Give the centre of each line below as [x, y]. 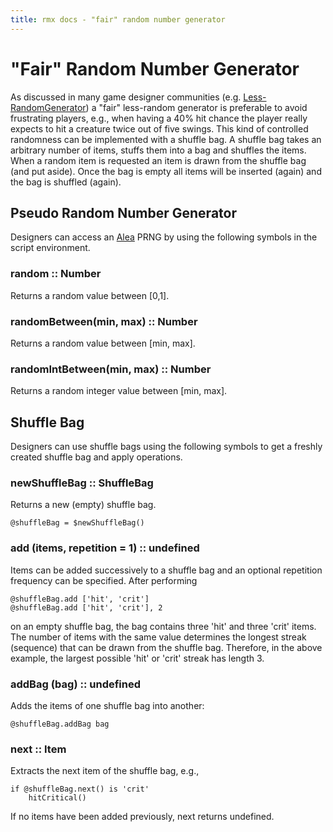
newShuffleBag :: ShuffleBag [82, 483]
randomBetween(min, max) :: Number [104, 321]
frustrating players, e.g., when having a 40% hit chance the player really [159, 118]
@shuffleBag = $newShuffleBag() [77, 523]
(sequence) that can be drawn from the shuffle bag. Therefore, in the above [166, 647]
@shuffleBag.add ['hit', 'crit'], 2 [86, 607]
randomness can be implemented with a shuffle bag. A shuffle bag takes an [166, 139]
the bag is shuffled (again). [66, 182]
